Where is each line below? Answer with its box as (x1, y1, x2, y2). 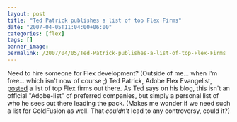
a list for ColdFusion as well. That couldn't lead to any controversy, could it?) (7, 106, 230, 115)
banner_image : (7, 43, 50, 50)
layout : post (7, 10, 46, 18)
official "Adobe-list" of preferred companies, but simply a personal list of (7, 91, 219, 99)
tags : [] (7, 37, 33, 44)
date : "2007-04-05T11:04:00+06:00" (7, 23, 112, 30)
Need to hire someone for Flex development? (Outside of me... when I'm (7, 68, 218, 78)
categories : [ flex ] (7, 30, 65, 37)
